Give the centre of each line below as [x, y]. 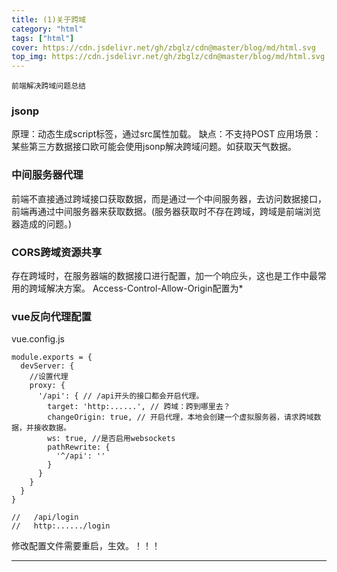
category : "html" [47, 29]
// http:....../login [61, 526]
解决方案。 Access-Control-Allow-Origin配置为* [144, 288]
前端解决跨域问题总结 [48, 86]
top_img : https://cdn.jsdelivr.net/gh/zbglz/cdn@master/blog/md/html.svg [168, 57]
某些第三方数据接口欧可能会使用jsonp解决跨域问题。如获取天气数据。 [154, 147]
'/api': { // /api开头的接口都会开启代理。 [120, 396]
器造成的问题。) [42, 223]
